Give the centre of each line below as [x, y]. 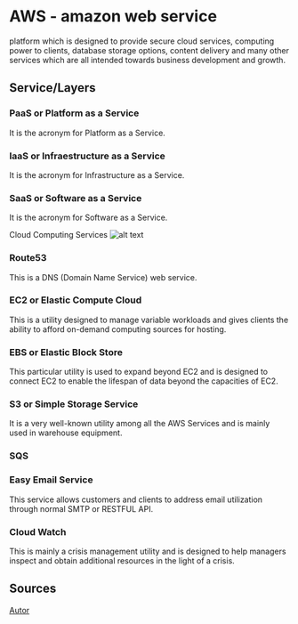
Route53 [28, 258]
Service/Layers [52, 88]
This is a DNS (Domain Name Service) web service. [103, 277]
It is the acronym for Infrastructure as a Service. [97, 174]
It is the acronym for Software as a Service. [89, 218]
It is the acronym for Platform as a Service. [88, 133]
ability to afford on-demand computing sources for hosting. [118, 329]
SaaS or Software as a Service [76, 198]
